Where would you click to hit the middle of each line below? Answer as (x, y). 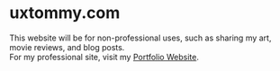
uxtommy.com (65, 13)
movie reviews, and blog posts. (67, 47)
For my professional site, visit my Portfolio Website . (104, 57)
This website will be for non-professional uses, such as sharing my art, (140, 38)
